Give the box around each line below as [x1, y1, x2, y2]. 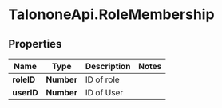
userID [12, 87, 38, 98]
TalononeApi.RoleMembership [8, 6, 215, 24]
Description [85, 61, 131, 71]
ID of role [85, 74, 120, 85]
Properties [8, 37, 62, 51]
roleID [12, 74, 36, 85]
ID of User [85, 87, 124, 98]
